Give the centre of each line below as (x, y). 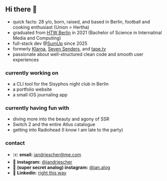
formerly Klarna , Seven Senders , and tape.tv (59, 48)
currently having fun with (37, 108)
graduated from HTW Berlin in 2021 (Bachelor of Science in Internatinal (87, 32)
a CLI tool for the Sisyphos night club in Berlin (61, 84)
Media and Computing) (37, 38)
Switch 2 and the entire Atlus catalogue (54, 124)
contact (15, 143)
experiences (26, 60)
